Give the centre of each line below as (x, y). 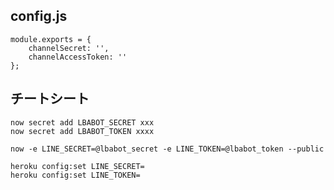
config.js (39, 16)
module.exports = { (51, 39)
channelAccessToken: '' (78, 57)
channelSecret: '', (69, 48)
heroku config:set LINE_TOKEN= (75, 175)
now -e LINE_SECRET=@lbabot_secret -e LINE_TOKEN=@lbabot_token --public (167, 149)
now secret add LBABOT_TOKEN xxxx (82, 131)
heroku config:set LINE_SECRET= (77, 166)
